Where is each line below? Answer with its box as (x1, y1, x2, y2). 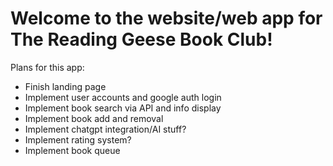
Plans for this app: (10, 61, 85, 73)
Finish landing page (24, 80, 107, 92)
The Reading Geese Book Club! (10, 28, 273, 51)
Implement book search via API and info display (24, 102, 222, 114)
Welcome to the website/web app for (10, 7, 323, 30)
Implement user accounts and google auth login (24, 91, 222, 103)
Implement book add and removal (24, 112, 164, 124)
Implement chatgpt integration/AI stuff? (24, 123, 187, 135)
